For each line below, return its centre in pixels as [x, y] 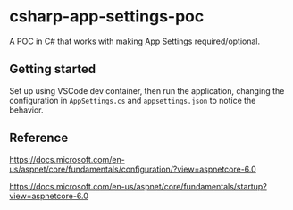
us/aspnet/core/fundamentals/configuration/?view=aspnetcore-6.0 [133, 169]
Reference [39, 138]
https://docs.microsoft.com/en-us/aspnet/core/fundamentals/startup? [138, 186]
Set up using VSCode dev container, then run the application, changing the [147, 90]
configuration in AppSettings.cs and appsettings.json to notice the [133, 100]
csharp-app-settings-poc [107, 17]
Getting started [53, 69]
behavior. [26, 110]
